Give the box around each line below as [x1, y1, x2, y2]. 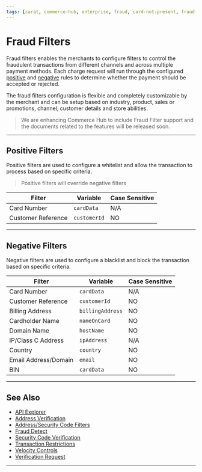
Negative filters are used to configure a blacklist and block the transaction [6, 257, 189, 264]
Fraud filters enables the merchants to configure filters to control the [6, 55, 176, 62]
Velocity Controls [14, 447, 58, 454]
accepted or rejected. [6, 80, 60, 87]
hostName [79, 327, 104, 334]
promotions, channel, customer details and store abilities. [6, 105, 148, 112]
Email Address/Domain [9, 356, 74, 364]
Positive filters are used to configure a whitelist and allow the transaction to [6, 162, 193, 169]
